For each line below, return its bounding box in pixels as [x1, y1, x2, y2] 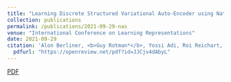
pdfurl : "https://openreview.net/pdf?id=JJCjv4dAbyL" [13, 49, 170, 56]
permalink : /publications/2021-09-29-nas [7, 23, 128, 30]
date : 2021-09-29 [7, 36, 57, 43]
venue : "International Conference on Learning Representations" [7, 29, 195, 37]
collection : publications [7, 17, 81, 23]
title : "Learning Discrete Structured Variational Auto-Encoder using [7, 10, 214, 17]
